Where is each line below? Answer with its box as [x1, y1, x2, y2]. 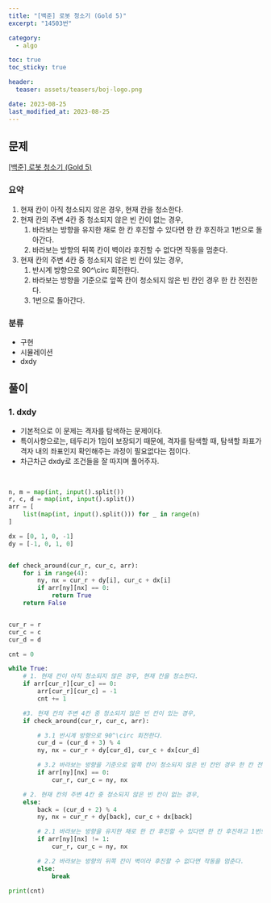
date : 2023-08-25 [8, 100, 67, 108]
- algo [15, 41, 38, 49]
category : [8, 34, 42, 42]
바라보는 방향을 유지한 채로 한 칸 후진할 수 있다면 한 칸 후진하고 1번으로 [31, 224, 254, 234]
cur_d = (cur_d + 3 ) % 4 [37, 739, 121, 747]
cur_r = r [8, 621, 42, 629]
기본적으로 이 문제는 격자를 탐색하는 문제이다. [19, 425, 163, 436]
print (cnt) [8, 887, 45, 895]
